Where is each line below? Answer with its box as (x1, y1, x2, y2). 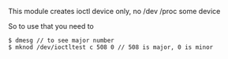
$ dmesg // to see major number (8, 36, 114, 44)
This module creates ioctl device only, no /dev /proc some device (8, 7, 221, 16)
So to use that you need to (8, 22, 95, 30)
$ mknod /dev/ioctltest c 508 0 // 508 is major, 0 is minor (8, 43, 214, 51)
